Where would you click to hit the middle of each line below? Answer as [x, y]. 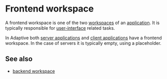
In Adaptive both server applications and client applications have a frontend [83, 38]
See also [19, 59]
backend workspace [34, 71]
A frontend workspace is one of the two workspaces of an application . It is [82, 23]
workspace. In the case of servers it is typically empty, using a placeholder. [83, 43]
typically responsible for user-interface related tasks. [60, 28]
